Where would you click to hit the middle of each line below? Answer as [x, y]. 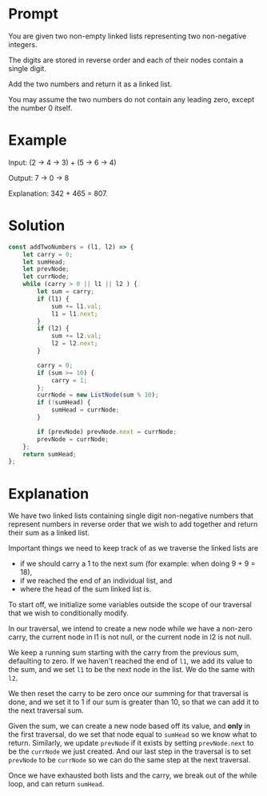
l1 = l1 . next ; [74, 314]
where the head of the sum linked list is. [86, 589]
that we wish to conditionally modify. [69, 613]
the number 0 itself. [40, 108]
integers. [23, 44]
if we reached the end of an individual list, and [96, 581]
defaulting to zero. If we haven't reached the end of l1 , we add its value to [131, 661]
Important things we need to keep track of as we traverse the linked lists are [133, 548]
